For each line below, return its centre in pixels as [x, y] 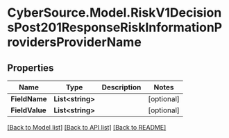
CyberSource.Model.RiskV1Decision [114, 13]
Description [121, 87]
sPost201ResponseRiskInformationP [115, 27]
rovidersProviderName [75, 42]
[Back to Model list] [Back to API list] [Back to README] [87, 127]
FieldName [29, 99]
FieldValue [28, 110]
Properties [31, 68]
